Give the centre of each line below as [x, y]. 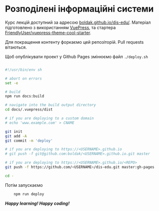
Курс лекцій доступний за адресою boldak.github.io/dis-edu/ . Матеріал [78, 22]
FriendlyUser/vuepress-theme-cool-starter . [48, 32]
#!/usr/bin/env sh [23, 70]
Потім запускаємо [24, 185]
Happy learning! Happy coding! [37, 203]
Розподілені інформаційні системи [79, 9]
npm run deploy [29, 194]
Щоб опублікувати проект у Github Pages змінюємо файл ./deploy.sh [77, 56]
